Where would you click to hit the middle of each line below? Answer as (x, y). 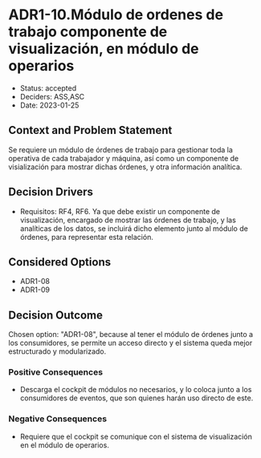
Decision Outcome (55, 315)
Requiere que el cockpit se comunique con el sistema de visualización (136, 436)
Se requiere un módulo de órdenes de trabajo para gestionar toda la (120, 149)
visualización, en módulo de (104, 49)
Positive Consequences (55, 372)
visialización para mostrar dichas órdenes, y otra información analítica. (125, 167)
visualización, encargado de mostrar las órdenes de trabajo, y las (128, 220)
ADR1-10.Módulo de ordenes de (116, 15)
